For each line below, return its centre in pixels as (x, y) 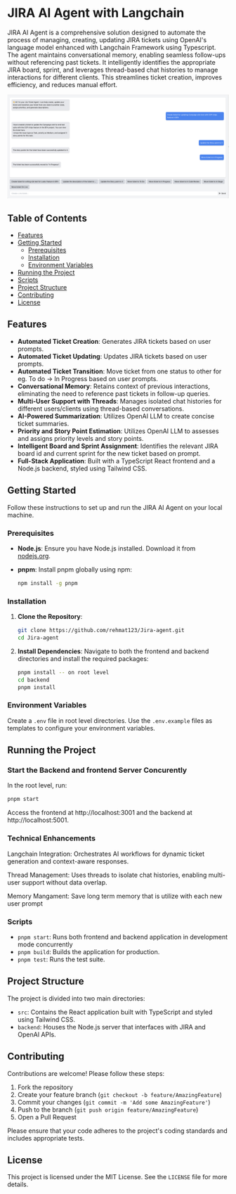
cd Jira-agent (38, 638)
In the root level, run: (37, 785)
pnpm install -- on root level (63, 672)
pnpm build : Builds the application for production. (88, 951)
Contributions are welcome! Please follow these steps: (86, 1073)
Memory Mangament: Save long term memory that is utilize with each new (115, 896)
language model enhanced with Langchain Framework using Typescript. (112, 47)
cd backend (33, 680)
